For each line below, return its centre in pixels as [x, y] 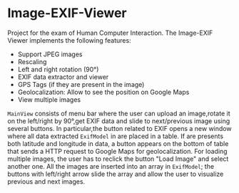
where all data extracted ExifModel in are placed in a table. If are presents [115, 136]
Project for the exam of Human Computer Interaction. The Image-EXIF [110, 33]
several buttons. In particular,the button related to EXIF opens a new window [119, 128]
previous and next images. [46, 181]
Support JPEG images [50, 54]
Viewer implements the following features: [69, 40]
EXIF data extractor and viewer [63, 77]
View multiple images [49, 99]
